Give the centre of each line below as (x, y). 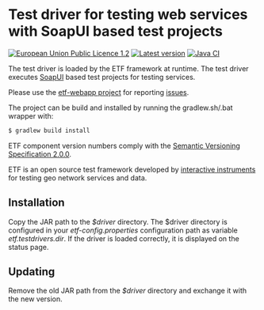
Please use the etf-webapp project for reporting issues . (99, 92)
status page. (29, 247)
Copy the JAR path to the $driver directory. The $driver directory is (118, 221)
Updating (32, 272)
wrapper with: (31, 115)
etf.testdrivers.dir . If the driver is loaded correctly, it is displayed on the (124, 238)
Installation (36, 203)
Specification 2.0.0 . (40, 154)
